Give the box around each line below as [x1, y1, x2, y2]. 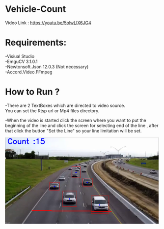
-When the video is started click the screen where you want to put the [5, 117, 146, 123]
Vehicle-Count [5, 3, 66, 15]
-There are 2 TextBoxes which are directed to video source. [5, 102, 125, 108]
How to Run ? [5, 86, 60, 98]
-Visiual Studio [5, 53, 35, 59]
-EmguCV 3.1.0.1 [5, 58, 38, 65]
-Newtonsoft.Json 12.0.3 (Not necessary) [5, 64, 89, 69]
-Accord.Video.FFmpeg [5, 69, 53, 75]
